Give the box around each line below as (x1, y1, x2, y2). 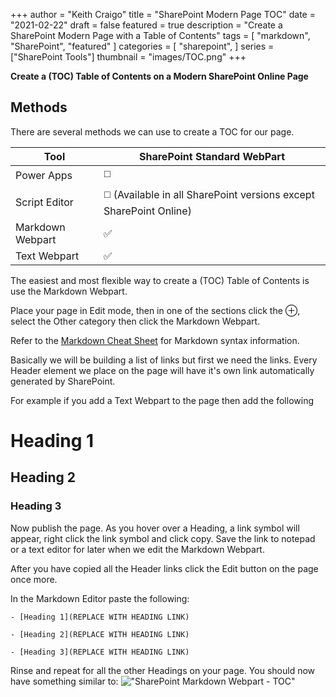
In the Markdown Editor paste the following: (10, 592, 190, 604)
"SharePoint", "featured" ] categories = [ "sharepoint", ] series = (10, 40, 275, 52)
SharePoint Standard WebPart (139, 149, 286, 163)
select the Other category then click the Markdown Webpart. (10, 315, 261, 327)
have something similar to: (10, 675, 119, 687)
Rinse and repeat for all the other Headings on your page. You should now (10, 664, 316, 676)
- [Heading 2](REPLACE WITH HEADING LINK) (10, 629, 190, 639)
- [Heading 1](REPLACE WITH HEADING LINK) (10, 612, 190, 622)
